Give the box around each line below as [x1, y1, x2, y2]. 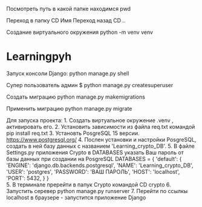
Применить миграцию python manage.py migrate [6, 105, 132, 112]
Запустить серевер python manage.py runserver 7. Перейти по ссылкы [6, 187, 188, 194]
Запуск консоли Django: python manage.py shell [6, 70, 129, 77]
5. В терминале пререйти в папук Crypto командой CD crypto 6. [6, 181, 171, 188]
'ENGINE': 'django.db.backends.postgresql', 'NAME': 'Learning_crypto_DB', [6, 162, 194, 169]
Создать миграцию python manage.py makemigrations [6, 93, 145, 100]
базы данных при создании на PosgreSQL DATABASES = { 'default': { [6, 155, 182, 162]
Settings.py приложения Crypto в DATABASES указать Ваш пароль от [6, 148, 184, 156]
